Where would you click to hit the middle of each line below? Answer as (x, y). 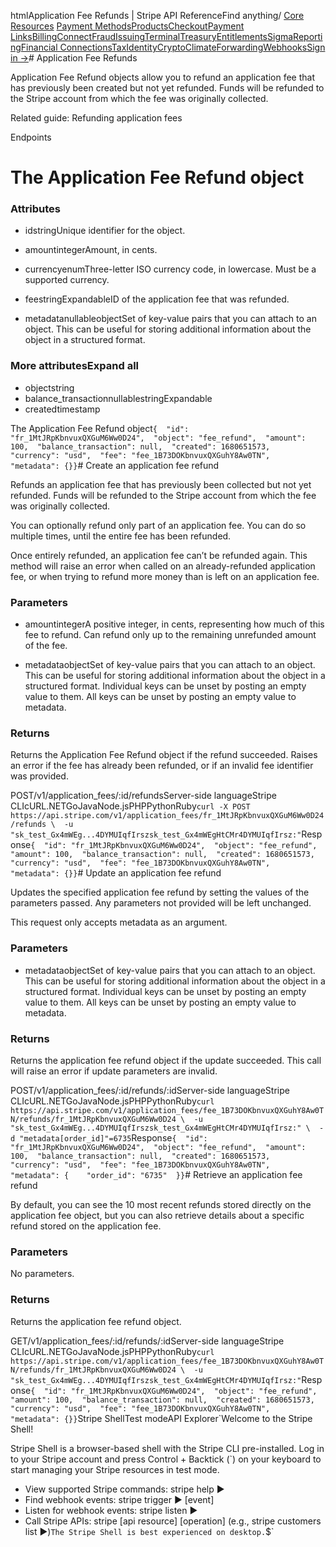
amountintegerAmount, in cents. (91, 250)
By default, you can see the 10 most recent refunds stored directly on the (161, 1204)
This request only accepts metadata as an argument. (119, 922)
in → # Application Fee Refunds (74, 58)
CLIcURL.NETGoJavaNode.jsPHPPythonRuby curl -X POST (130, 806)
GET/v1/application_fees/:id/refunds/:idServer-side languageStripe (147, 1341)
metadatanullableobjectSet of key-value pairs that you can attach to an (170, 319)
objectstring (49, 387)
